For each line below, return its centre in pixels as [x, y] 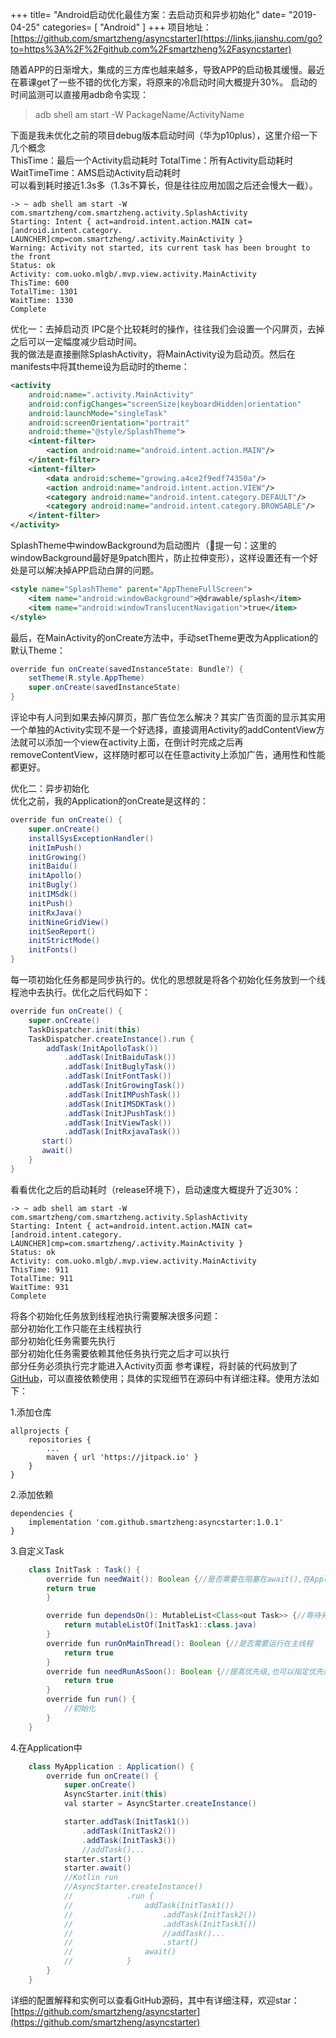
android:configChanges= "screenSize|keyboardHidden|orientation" [165, 404]
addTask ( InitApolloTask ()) [102, 1048]
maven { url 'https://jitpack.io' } [122, 1457]
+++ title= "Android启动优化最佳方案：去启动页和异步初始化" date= [148, 14]
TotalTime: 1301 [44, 292]
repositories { [60, 1439]
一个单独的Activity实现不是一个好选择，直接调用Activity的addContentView [163, 729]
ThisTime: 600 [40, 283]
